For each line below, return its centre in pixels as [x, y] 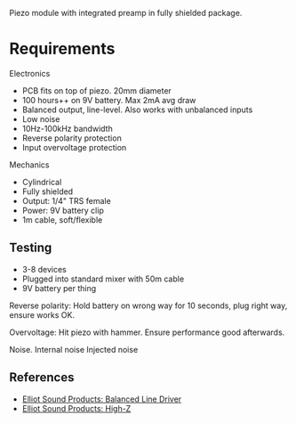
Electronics [30, 73]
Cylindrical [42, 182]
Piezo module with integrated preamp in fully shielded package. [126, 13]
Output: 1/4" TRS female [66, 200]
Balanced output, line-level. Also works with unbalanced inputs [137, 110]
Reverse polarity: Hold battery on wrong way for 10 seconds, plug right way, [148, 305]
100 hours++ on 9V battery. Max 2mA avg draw [109, 100]
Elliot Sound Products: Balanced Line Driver [102, 399]
